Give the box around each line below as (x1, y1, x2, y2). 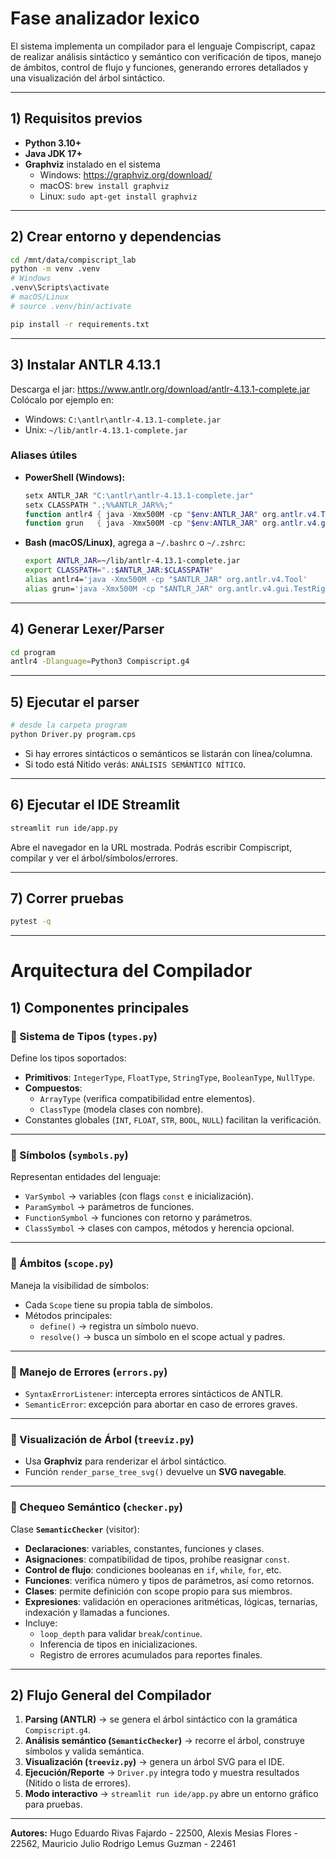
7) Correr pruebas (10, 890, 125, 907)
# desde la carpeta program (10, 720, 128, 731)
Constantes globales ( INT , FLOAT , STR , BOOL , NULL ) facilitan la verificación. (24, 1114, 322, 1126)
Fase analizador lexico (10, 7, 200, 30)
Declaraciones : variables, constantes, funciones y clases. (24, 1542, 265, 1554)
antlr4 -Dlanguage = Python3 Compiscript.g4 (10, 657, 190, 667)
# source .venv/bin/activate (10, 301, 132, 311)
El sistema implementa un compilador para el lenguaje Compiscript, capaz (10, 40, 316, 52)
